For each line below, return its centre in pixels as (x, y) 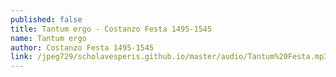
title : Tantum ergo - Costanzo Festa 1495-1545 (111, 29)
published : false (46, 19)
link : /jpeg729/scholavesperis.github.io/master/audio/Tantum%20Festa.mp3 (169, 57)
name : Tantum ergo (48, 38)
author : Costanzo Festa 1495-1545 (82, 47)
